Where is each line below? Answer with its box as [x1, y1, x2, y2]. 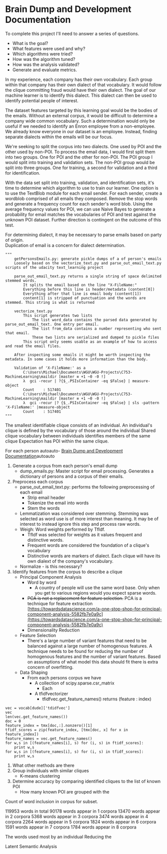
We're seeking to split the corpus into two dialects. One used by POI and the [5, 143, 162, 149]
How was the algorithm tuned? [12, 56, 76, 62]
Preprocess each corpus [12, 478, 63, 484]
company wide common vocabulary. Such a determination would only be [5, 118, 155, 124]
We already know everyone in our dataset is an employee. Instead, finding [5, 128, 157, 134]
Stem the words [27, 505, 60, 511]
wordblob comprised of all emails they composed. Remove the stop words [5, 196, 158, 202]
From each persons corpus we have [27, 674, 101, 680]
